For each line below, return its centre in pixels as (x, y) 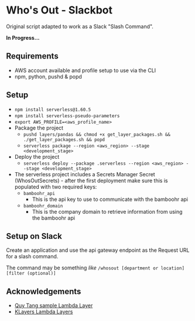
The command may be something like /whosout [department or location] (95, 268)
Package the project (39, 128)
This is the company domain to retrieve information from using (107, 211)
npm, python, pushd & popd (48, 76)
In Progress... (23, 37)
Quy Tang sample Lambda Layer (54, 306)
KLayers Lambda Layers (44, 312)
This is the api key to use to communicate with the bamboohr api (110, 199)
